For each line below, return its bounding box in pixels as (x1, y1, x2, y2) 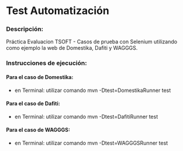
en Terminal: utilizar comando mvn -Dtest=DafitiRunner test (14, 113, 158, 120)
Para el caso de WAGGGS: (6, 126, 70, 133)
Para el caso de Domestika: (6, 74, 74, 80)
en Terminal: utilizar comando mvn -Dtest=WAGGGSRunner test (14, 139, 168, 147)
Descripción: (6, 25, 44, 33)
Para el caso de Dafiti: (6, 100, 60, 107)
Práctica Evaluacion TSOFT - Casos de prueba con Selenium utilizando (6, 38, 177, 45)
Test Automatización (6, 4, 109, 18)
